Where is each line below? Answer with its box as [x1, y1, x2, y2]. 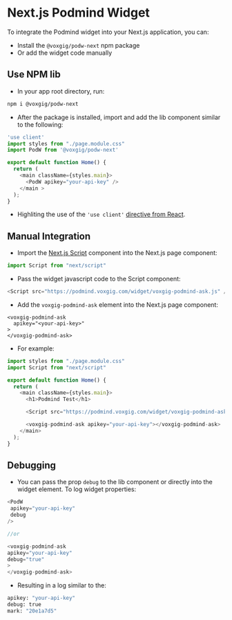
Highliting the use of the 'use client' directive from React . [17, 210, 186, 219]
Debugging [7, 459, 57, 471]
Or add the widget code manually [17, 48, 113, 57]
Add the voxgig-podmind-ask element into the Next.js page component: [17, 300, 219, 309]
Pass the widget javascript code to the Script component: [17, 275, 181, 283]
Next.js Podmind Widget [7, 5, 151, 21]
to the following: [17, 120, 64, 129]
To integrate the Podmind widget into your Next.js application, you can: [7, 28, 209, 36]
